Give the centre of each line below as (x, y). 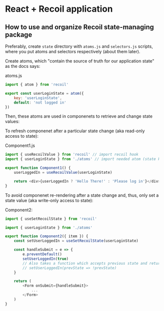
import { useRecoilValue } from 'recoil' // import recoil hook (72, 155)
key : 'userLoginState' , (38, 98)
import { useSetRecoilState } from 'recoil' (51, 219)
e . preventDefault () (42, 254)
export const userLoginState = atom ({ (44, 93)
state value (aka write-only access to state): (49, 200)
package (19, 34)
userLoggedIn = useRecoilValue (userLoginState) (63, 172)
